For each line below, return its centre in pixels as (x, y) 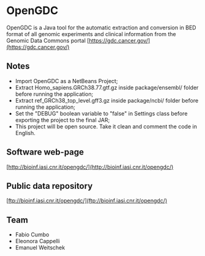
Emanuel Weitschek (40, 247)
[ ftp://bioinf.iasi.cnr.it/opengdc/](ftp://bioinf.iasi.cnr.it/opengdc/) (87, 201)
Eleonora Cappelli (37, 241)
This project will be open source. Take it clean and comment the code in (106, 126)
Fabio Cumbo (32, 235)
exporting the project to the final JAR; (62, 120)
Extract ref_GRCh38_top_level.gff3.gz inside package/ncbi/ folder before (107, 100)
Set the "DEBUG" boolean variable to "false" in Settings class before (101, 113)
